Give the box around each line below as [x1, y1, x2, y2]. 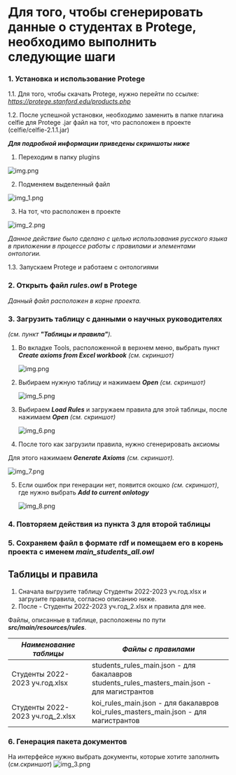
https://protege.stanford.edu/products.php [8, 97, 132, 106]
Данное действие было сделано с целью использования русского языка [8, 234, 228, 243]
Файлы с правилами [122, 644, 195, 654]
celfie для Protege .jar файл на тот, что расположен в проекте [8, 119, 191, 127]
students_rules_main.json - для [91, 660, 196, 670]
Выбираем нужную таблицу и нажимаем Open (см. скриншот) [18, 378, 206, 386]
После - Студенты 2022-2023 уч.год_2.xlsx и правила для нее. [18, 602, 206, 610]
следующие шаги [8, 49, 116, 65]
